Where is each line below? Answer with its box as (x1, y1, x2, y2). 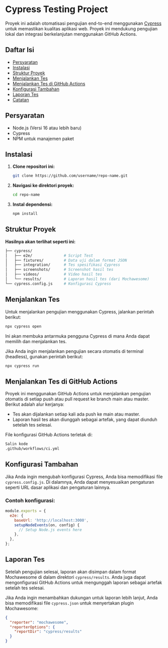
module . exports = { (5, 508, 46, 514)
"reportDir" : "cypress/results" (14, 629, 82, 634)
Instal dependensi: (12, 201, 53, 208)
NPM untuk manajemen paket (12, 135, 74, 142)
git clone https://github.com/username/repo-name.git (12, 173, 128, 178)
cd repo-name (12, 192, 40, 198)
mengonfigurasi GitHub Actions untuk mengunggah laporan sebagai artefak (5, 579, 162, 585)
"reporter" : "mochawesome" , (10, 620, 69, 625)
